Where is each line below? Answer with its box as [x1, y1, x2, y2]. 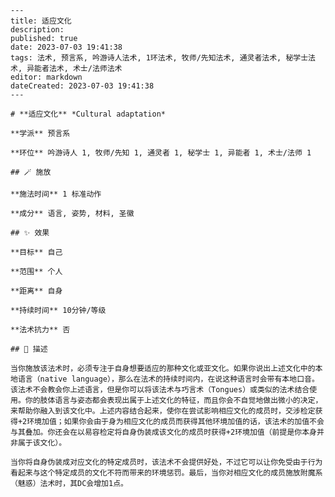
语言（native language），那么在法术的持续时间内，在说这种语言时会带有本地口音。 [17, 374, 320, 384]
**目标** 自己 [10, 247, 63, 257]
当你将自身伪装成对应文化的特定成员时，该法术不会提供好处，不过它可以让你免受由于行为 [10, 457, 323, 467]
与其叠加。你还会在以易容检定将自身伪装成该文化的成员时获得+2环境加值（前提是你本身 [10, 427, 317, 437]
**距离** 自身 [10, 286, 63, 296]
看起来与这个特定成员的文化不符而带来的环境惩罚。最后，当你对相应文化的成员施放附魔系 [10, 468, 323, 478]
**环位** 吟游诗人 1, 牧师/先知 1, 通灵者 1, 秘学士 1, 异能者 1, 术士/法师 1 [10, 148, 312, 158]
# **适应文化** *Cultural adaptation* [10, 109, 167, 119]
